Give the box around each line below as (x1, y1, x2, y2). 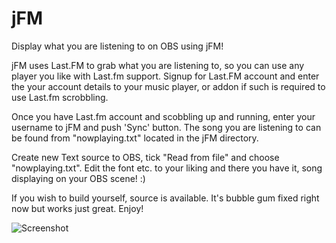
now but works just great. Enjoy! (11, 202, 144, 214)
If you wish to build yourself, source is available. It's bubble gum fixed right (11, 192, 320, 204)
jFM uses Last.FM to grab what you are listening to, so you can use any (11, 59, 305, 71)
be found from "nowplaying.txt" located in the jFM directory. (11, 132, 259, 144)
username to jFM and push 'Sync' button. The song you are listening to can (11, 121, 322, 133)
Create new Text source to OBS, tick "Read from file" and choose (11, 151, 280, 163)
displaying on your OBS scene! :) (11, 172, 146, 184)
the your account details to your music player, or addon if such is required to (11, 80, 326, 92)
